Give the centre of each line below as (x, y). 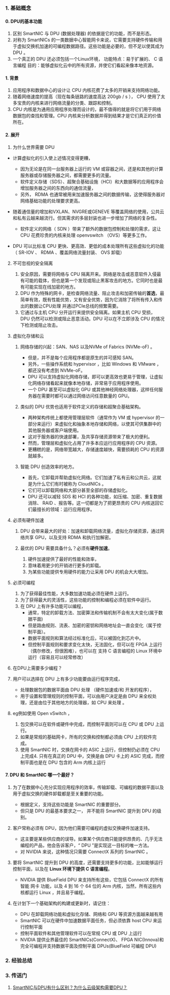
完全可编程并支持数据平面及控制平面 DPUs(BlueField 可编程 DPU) (88, 946)
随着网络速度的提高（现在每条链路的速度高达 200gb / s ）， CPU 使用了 (87, 97)
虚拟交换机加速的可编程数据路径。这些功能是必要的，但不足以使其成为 (90, 46)
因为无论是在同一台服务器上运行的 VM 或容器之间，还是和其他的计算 (92, 169)
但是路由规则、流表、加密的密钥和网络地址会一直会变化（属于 (92, 625)
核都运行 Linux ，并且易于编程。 (54, 892)
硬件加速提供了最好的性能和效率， (63, 559)
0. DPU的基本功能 (24, 21)
